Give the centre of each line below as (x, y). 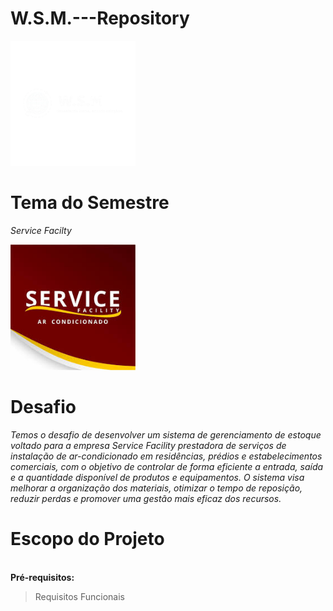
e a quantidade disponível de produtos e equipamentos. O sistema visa (157, 477)
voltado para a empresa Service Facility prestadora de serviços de (148, 445)
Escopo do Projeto (87, 538)
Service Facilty (41, 230)
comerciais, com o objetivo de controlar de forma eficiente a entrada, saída (167, 466)
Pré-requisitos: (42, 577)
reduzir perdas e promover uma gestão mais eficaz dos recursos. (146, 498)
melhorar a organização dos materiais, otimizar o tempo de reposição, (156, 488)
